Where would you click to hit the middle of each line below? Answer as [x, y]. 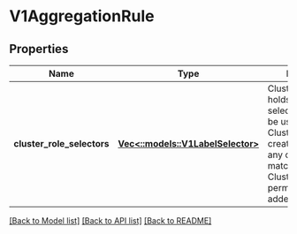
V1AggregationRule [82, 16]
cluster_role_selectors [61, 143]
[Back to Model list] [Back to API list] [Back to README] [110, 221]
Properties [39, 49]
